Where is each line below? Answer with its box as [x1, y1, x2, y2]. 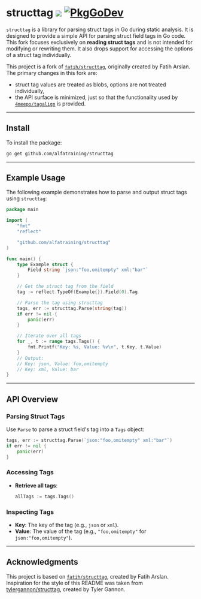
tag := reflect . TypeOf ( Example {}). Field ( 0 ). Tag [17, 289, 138, 295]
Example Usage [6, 173, 66, 183]
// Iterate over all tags [17, 333, 82, 339]
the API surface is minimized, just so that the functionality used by [14, 94, 178, 101]
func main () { [6, 255, 42, 262]
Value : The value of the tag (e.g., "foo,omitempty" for [14, 528, 147, 535]
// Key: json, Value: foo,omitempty [17, 360, 109, 367]
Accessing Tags [6, 468, 54, 477]
